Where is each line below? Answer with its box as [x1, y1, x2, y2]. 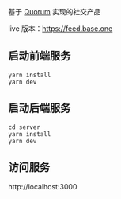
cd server [8, 123, 41, 131]
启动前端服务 [8, 49, 71, 63]
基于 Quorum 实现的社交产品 [8, 7, 101, 16]
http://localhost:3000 [8, 182, 78, 192]
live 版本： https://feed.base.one [8, 24, 113, 33]
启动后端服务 [8, 102, 71, 115]
